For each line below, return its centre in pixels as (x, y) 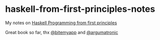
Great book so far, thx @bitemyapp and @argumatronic (62, 32)
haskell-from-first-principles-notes (80, 9)
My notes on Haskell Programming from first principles (61, 23)
